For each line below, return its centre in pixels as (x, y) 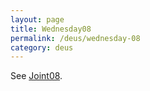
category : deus (42, 47)
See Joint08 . (36, 76)
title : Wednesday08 (51, 29)
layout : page (37, 19)
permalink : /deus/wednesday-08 (75, 38)
